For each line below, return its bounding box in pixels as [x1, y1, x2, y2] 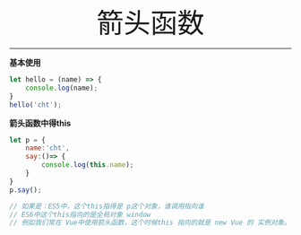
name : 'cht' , [25, 144, 70, 152]
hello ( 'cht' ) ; [9, 100, 63, 109]
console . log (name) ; [25, 83, 99, 92]
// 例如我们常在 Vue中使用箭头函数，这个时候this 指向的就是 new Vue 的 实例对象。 [9, 218, 291, 228]
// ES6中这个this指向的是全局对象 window [9, 210, 151, 219]
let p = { [9, 135, 47, 144]
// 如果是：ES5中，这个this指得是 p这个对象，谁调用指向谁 [9, 202, 204, 211]
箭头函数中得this [9, 117, 72, 128]
